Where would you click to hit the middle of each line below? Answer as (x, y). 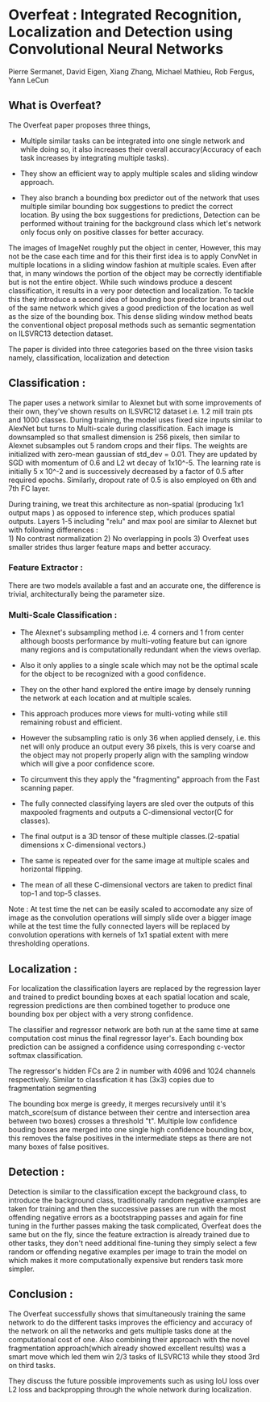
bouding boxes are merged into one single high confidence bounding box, (131, 1129)
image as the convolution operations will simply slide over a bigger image (130, 917)
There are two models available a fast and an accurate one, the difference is (135, 585)
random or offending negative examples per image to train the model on (128, 1251)
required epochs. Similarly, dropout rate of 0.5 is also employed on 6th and (133, 480)
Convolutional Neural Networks (116, 49)
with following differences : (53, 530)
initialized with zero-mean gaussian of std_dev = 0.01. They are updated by (133, 454)
